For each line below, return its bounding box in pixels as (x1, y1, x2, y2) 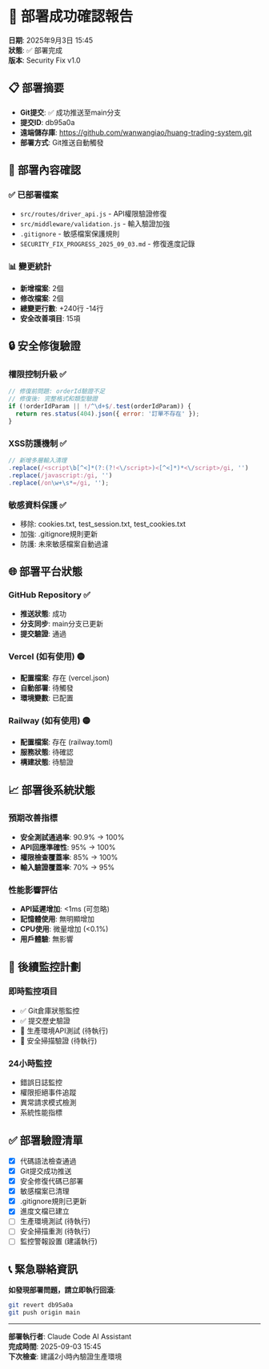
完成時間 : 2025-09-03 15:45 (8, 1342, 102, 1351)
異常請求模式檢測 (19, 1098, 77, 1108)
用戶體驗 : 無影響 (19, 934, 74, 944)
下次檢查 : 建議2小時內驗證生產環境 (8, 1352, 122, 1362)
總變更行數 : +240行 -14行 (19, 303, 104, 313)
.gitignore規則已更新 (19, 1197, 87, 1206)
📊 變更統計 (8, 261, 52, 273)
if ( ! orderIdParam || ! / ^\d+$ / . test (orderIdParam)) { (8, 403, 192, 411)
